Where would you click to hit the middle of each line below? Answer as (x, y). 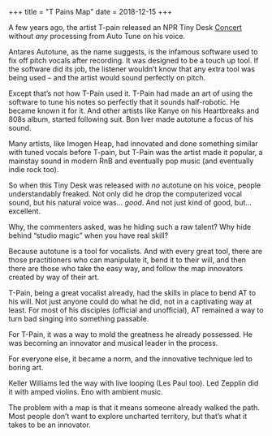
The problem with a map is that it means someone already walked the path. (134, 408)
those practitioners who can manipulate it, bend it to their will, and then (127, 260)
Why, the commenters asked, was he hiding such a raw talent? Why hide (130, 227)
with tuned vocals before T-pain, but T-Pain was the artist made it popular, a (136, 152)
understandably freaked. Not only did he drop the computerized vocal (125, 194)
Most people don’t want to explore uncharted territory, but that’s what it (128, 416)
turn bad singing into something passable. (79, 319)
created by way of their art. (54, 277)
